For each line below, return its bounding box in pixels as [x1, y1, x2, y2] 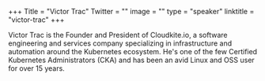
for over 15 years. [8, 64, 65, 73]
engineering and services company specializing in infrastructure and [8, 39, 232, 48]
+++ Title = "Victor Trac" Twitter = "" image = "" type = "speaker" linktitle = [8, 7, 255, 16]
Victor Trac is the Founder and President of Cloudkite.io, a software [8, 31, 228, 39]
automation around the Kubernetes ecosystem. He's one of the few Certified [8, 47, 258, 56]
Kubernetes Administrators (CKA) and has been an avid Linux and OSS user [8, 55, 255, 64]
